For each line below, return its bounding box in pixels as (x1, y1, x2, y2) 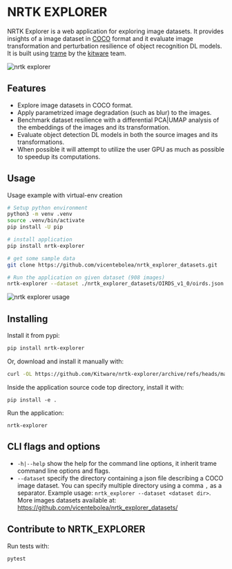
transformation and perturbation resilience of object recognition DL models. (7, 42, 222, 50)
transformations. (17, 138, 65, 146)
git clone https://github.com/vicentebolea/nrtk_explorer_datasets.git (7, 261, 217, 269)
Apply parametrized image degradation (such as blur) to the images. (17, 108, 212, 116)
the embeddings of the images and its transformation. (17, 123, 171, 132)
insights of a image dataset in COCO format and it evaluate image (7, 34, 193, 42)
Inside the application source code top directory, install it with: (7, 383, 184, 391)
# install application (7, 236, 72, 243)
